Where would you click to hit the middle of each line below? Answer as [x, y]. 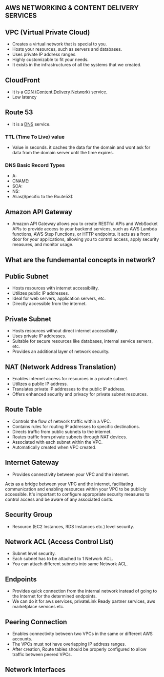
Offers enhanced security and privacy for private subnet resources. [80, 394]
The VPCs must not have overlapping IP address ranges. [69, 644]
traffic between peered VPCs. [42, 654]
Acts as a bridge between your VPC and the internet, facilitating [69, 484]
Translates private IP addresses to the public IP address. [69, 389]
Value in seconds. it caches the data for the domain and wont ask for [81, 147]
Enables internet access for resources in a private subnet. [70, 379]
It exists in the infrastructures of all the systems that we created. [77, 65]
